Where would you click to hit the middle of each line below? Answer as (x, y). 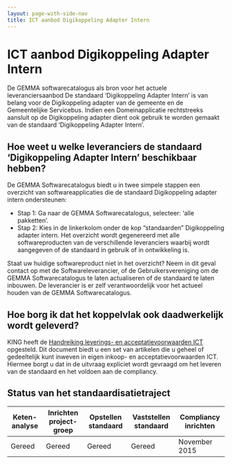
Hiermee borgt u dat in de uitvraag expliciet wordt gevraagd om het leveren (114, 364)
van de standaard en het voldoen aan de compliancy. (83, 372)
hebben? (27, 168)
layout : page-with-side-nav (48, 14)
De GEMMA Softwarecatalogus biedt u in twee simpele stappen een (104, 185)
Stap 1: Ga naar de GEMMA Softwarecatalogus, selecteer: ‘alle (106, 213)
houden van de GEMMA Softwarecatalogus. (70, 293)
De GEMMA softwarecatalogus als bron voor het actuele (87, 88)
